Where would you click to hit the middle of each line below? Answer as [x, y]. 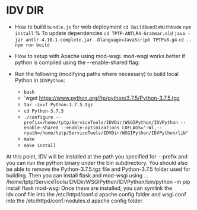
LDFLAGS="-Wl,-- [142, 128]
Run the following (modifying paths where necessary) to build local [97, 74]
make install [40, 145]
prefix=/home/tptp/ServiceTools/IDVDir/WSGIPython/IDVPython [101, 122]
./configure [38, 117]
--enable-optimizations [90, 128]
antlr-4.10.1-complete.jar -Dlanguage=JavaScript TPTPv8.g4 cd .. [109, 40]
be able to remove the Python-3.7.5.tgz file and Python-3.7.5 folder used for [99, 169]
